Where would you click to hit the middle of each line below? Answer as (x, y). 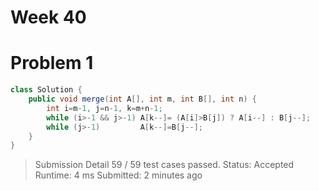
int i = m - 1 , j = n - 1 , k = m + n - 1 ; (104, 108)
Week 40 (48, 17)
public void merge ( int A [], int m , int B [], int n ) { (142, 99)
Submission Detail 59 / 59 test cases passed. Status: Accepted (164, 165)
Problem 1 (52, 63)
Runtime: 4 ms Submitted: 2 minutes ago (118, 175)
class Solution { (46, 90)
